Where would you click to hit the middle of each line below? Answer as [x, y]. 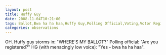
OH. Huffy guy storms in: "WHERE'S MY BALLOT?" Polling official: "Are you [82, 42]
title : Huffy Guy [23, 14]
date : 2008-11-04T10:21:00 [33, 19]
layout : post [19, 10]
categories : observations [32, 28]
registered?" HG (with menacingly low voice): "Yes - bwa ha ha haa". [75, 47]
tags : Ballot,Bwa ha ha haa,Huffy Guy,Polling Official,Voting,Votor [78, 23]
